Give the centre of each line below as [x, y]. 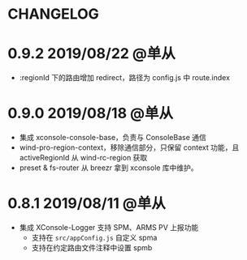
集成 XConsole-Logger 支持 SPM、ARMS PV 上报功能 [109, 227]
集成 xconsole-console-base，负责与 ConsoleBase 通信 [113, 138]
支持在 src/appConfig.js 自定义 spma [94, 237]
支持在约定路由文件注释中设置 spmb [92, 247]
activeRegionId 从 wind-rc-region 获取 [83, 158]
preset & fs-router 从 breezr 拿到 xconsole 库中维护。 [108, 168]
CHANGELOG [53, 14]
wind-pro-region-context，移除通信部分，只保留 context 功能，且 [129, 147]
